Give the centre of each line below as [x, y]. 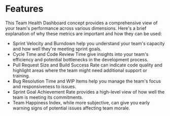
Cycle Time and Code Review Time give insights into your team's [80, 54]
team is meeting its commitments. [48, 97]
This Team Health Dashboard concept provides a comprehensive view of [81, 23]
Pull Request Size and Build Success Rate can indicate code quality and [87, 65]
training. [21, 75]
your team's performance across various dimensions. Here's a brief [76, 28]
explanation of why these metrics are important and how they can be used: [84, 33]
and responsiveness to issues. [44, 86]
